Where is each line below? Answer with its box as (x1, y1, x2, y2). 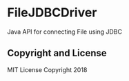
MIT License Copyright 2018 (7, 65, 88, 73)
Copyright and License (7, 47, 107, 59)
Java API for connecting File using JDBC (7, 27, 123, 36)
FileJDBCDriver (7, 5, 97, 21)
